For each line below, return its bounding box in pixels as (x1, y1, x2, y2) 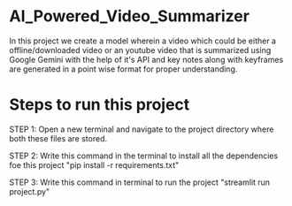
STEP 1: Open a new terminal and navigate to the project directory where (9, 124, 274, 134)
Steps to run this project (9, 95, 190, 115)
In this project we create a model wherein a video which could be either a (9, 35, 277, 46)
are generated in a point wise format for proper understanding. (9, 64, 238, 74)
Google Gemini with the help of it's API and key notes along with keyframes (9, 54, 284, 65)
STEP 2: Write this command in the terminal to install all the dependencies (9, 150, 279, 161)
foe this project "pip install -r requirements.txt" (9, 159, 180, 170)
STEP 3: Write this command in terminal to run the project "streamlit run (9, 177, 271, 187)
